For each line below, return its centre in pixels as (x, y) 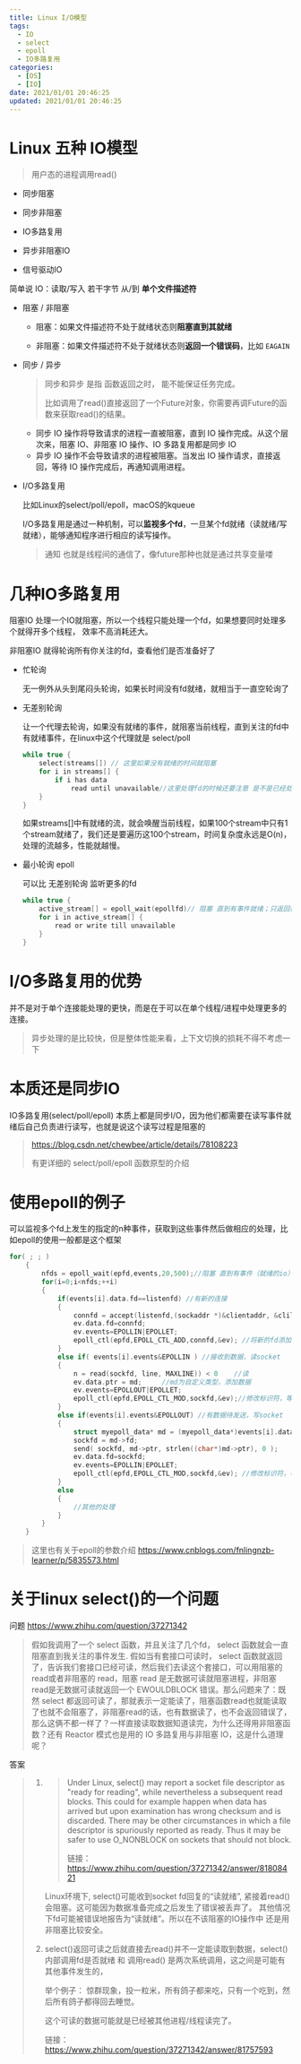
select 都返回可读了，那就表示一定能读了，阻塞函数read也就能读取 (164, 1701)
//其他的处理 (94, 1507)
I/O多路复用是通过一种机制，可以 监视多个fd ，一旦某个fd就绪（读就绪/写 (155, 524)
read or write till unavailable (115, 926)
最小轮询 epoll (48, 865)
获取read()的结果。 (95, 414)
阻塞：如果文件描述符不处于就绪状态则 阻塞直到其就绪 (134, 327)
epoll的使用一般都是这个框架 (69, 1240)
